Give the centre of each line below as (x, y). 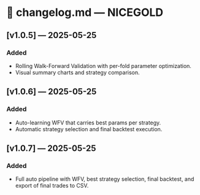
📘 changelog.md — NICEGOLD (85, 13)
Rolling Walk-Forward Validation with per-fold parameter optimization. (103, 66)
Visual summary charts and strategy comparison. (77, 72)
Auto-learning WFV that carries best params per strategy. (88, 123)
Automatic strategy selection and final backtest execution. (89, 129)
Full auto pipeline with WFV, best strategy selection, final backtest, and (105, 179)
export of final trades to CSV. (52, 186)
